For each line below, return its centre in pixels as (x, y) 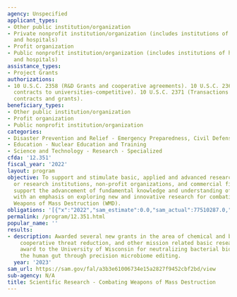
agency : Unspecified (38, 14)
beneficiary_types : (36, 106)
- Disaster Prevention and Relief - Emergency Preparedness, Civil (109, 138)
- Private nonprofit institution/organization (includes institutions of (118, 33)
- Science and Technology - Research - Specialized (85, 151)
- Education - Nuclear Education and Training (77, 145)
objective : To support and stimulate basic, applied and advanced (107, 177)
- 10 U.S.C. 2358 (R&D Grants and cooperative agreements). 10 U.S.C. (113, 86)
